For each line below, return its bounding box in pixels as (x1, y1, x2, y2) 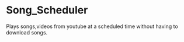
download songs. (6, 29, 48, 36)
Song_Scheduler (6, 3, 88, 17)
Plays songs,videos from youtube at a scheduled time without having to (6, 23, 178, 30)
